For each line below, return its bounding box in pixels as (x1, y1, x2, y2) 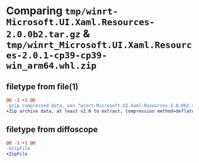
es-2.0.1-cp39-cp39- (6, 50, 108, 61)
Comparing (6, 4, 63, 18)
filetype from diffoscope (6, 125, 98, 135)
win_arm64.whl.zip (6, 60, 97, 71)
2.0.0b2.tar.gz (6, 29, 81, 40)
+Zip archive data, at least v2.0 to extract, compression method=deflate (6, 108, 195, 114)
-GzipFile (6, 146, 31, 152)
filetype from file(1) (6, 81, 79, 92)
